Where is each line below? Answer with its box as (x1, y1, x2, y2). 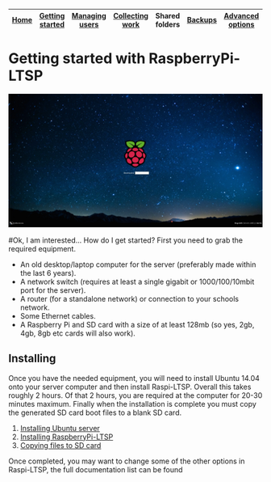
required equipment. (8, 243, 77, 253)
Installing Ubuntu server (19, 423, 101, 433)
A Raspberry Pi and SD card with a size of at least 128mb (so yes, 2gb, (19, 319, 255, 329)
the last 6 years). (19, 268, 77, 277)
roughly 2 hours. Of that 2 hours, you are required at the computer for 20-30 (8, 390, 263, 400)
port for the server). (19, 285, 86, 295)
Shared (155, 11, 181, 20)
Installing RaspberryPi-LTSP (19, 432, 114, 442)
